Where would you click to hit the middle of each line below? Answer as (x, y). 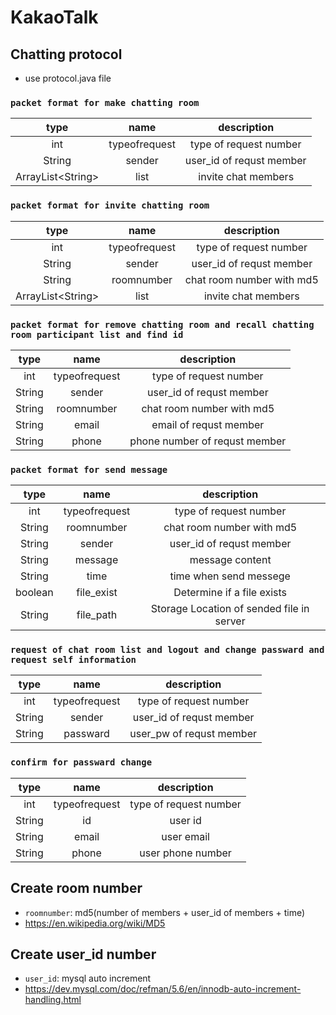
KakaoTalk (54, 17)
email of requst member (208, 424)
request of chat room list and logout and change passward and (167, 650)
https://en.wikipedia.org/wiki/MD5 (95, 923)
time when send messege (230, 576)
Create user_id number (83, 954)
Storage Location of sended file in (230, 609)
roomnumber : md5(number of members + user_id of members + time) (165, 912)
